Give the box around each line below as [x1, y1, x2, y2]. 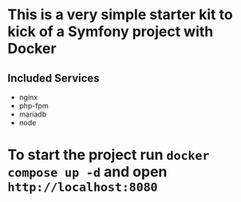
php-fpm [18, 101, 49, 110]
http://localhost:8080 [7, 180, 158, 195]
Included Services [7, 71, 101, 85]
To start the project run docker [7, 146, 210, 164]
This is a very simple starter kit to [7, 6, 233, 24]
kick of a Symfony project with [7, 22, 214, 41]
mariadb [18, 109, 47, 119]
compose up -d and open [7, 163, 168, 181]
